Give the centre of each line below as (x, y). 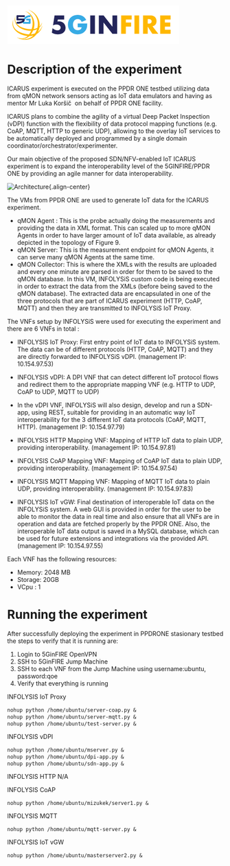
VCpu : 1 (29, 587)
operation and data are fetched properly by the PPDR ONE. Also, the (114, 524)
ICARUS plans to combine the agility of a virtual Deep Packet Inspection (108, 116)
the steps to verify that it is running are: (63, 641)
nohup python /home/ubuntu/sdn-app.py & (66, 764)
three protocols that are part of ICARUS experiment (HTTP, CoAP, (110, 301)
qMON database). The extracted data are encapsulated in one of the (114, 293)
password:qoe (37, 676)
